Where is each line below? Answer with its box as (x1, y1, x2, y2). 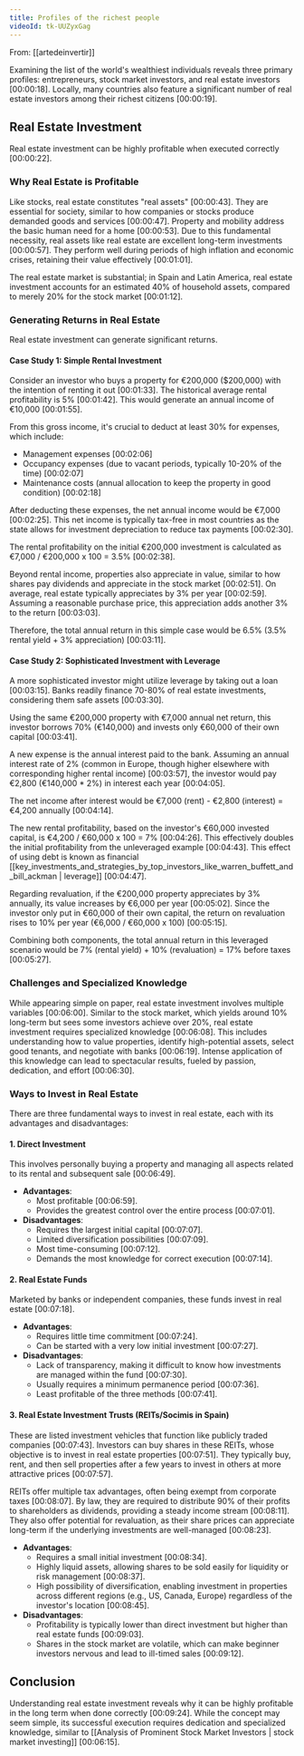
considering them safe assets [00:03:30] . (9, 694, 165, 705)
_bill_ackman (9, 871, 57, 882)
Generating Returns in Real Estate (9, 314, 161, 326)
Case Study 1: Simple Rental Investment (9, 354, 163, 365)
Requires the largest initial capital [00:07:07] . (35, 1225, 204, 1236)
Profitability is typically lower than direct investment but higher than (35, 1619, 288, 1630)
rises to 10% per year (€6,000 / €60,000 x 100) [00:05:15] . (9, 917, 228, 928)
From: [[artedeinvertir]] (9, 46, 95, 57)
